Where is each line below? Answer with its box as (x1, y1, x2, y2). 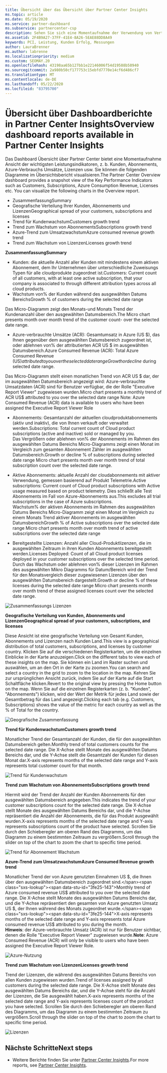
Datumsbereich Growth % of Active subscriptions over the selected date (12, 520, 160, 526)
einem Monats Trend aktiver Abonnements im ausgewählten (12, 515, 136, 521)
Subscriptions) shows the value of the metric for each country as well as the (5, 702, 162, 708)
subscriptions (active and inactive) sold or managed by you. (12, 430, 135, 437)
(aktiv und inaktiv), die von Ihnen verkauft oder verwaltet (12, 420, 129, 426)
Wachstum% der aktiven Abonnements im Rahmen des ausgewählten (12, 504, 155, 510)
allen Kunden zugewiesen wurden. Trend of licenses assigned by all (5, 977, 143, 983)
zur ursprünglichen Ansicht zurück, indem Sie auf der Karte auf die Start (5, 675, 153, 682)
